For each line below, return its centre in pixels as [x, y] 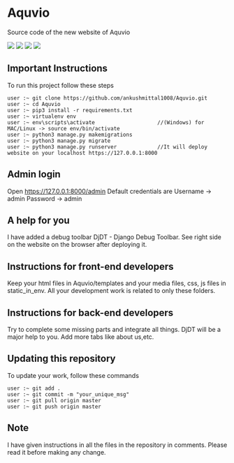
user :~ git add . [34, 388]
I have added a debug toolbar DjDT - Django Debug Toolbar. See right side [115, 237]
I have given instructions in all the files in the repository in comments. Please [117, 445]
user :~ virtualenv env [42, 116]
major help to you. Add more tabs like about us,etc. [81, 337]
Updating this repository [61, 359]
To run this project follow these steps [60, 85]
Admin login [34, 175]
